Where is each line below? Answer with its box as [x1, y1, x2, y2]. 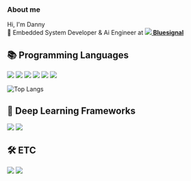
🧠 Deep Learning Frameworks [7, 105, 136, 117]
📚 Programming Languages [7, 49, 129, 61]
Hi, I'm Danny [7, 21, 46, 29]
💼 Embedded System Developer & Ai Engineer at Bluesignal [7, 29, 184, 37]
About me [7, 5, 41, 14]
